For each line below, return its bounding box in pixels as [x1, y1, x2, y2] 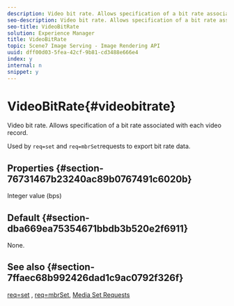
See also [7, 261, 45, 273]
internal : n [7, 62, 42, 69]
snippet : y [7, 68, 39, 75]
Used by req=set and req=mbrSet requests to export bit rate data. [7, 142, 191, 150]
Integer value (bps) [7, 192, 62, 200]
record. [7, 129, 29, 137]
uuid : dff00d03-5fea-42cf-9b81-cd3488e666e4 [7, 49, 139, 56]
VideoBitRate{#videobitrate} [7, 98, 176, 114]
